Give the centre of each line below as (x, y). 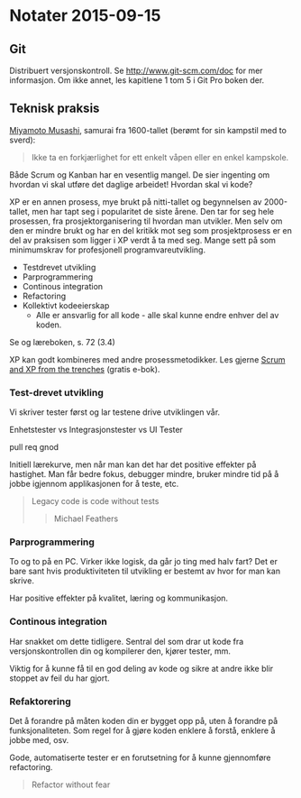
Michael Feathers (86, 518)
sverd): (23, 140)
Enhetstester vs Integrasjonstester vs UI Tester (96, 430)
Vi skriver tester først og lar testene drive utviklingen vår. (115, 412)
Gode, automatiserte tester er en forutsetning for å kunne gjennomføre (140, 757)
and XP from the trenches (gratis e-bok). (85, 369)
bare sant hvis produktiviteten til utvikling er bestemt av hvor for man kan (145, 571)
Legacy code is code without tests (95, 501)
